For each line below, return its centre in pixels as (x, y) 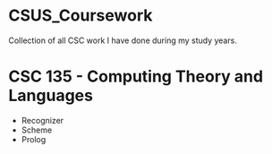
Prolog (34, 139)
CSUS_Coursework (81, 16)
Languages (51, 96)
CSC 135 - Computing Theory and (136, 77)
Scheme (37, 130)
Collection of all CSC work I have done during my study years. (123, 40)
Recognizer (42, 120)
